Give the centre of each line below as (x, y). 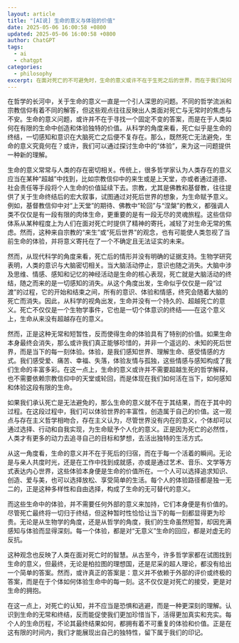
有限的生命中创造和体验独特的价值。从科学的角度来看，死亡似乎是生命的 (126, 128)
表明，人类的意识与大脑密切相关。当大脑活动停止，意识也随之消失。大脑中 (116, 265)
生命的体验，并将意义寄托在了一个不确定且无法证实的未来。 (101, 241)
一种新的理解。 (29, 155)
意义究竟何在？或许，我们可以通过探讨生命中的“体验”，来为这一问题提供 (125, 146)
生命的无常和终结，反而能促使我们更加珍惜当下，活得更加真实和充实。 (122, 614)
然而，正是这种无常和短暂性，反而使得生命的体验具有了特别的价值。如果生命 (119, 334)
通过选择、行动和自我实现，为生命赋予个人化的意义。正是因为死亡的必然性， (119, 429)
